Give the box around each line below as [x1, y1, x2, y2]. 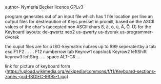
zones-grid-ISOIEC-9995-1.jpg [5, 74, 67, 79]
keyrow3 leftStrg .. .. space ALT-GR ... [5, 54, 80, 60]
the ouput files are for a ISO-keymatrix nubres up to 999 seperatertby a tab [5, 44, 156, 49]
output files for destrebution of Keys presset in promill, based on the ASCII [5, 19, 155, 24]
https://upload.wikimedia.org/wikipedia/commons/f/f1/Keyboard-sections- [6, 68, 156, 74]
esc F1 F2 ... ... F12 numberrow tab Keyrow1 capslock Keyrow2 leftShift [5, 49, 147, 54]
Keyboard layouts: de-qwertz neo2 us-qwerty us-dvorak [5, 29, 119, 34]
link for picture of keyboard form [5, 63, 71, 69]
